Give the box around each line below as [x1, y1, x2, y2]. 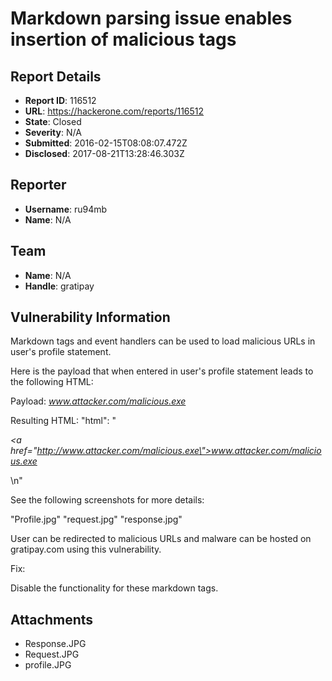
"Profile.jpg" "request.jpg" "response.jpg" [10, 513, 183, 526]
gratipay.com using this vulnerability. [10, 543, 162, 556]
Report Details [10, 68, 102, 85]
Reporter [10, 177, 67, 194]
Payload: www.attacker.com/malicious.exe [10, 395, 187, 407]
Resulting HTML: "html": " [10, 415, 117, 427]
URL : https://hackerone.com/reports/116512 [24, 105, 205, 117]
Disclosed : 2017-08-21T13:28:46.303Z [24, 148, 185, 159]
